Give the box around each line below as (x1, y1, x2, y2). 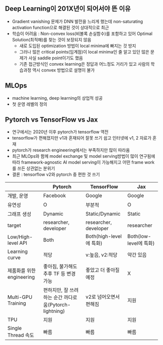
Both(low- (127, 233, 151, 240)
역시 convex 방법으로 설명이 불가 (32, 67, 95, 73)
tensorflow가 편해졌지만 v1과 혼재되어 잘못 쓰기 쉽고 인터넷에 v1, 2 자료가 (12, 135, 152, 141)
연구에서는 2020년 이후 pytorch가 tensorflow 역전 (12, 129, 109, 135)
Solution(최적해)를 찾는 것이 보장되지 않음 (12, 36, 91, 42)
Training (7, 300, 26, 307)
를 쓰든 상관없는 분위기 (12, 165, 55, 171)
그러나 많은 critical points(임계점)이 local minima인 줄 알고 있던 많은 (19, 49, 149, 54)
